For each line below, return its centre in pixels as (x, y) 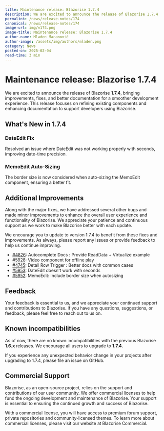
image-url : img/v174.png (30, 28)
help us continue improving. (33, 245)
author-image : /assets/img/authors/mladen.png (53, 42)
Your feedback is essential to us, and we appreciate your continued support (81, 303)
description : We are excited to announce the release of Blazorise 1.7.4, (83, 14)
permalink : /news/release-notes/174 (42, 19)
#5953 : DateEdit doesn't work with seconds (56, 271)
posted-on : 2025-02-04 (28, 51)
